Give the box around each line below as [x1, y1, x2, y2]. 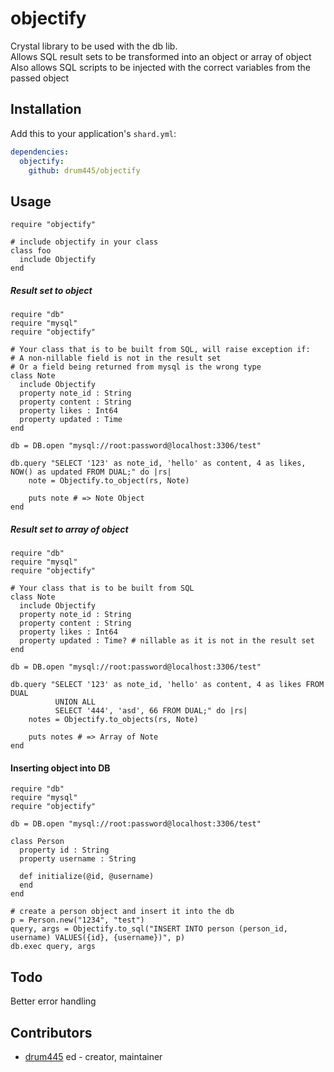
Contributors [10, 1024, 93, 1041]
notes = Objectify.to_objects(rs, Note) [28, 715, 199, 725]
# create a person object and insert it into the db [10, 907, 235, 917]
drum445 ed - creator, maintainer [24, 1050, 163, 1062]
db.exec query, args [10, 942, 97, 952]
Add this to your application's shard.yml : [10, 127, 177, 139]
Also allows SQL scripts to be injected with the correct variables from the [10, 61, 311, 73]
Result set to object [10, 284, 93, 296]
